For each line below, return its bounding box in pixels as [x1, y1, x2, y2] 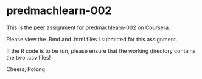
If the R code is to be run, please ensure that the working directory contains [6, 47, 196, 55]
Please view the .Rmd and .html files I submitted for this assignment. [6, 35, 178, 43]
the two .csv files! [6, 53, 51, 61]
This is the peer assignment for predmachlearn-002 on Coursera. [6, 24, 170, 31]
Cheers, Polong [6, 65, 46, 73]
